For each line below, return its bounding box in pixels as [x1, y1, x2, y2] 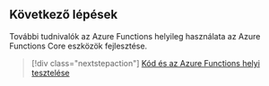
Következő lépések [9, 7, 118, 22]
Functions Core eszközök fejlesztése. [9, 40, 148, 51]
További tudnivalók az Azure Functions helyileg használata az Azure [9, 30, 261, 41]
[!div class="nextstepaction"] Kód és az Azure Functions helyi [30, 57, 260, 68]
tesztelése [30, 67, 70, 78]
